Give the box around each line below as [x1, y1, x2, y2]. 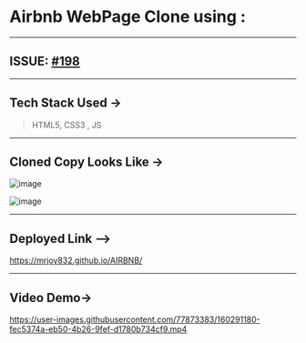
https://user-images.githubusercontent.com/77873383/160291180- [9, 314, 261, 325]
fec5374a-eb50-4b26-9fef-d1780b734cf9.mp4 [9, 324, 188, 334]
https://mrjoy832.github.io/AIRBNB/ [9, 255, 143, 266]
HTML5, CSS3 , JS [31, 119, 102, 130]
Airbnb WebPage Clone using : [9, 6, 246, 27]
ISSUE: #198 [9, 54, 80, 69]
